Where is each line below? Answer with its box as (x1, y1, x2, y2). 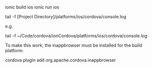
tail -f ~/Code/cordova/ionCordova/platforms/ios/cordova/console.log (5, 33, 148, 38)
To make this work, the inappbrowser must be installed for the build (5, 42, 142, 48)
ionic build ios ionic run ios (5, 4, 59, 10)
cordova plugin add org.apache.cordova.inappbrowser (5, 57, 116, 63)
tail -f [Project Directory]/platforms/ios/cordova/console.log (5, 14, 127, 19)
